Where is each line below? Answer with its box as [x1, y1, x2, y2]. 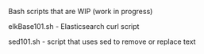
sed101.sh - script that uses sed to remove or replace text [8, 37, 196, 46]
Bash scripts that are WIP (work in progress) [8, 7, 153, 16]
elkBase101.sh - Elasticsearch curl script [8, 22, 140, 31]
